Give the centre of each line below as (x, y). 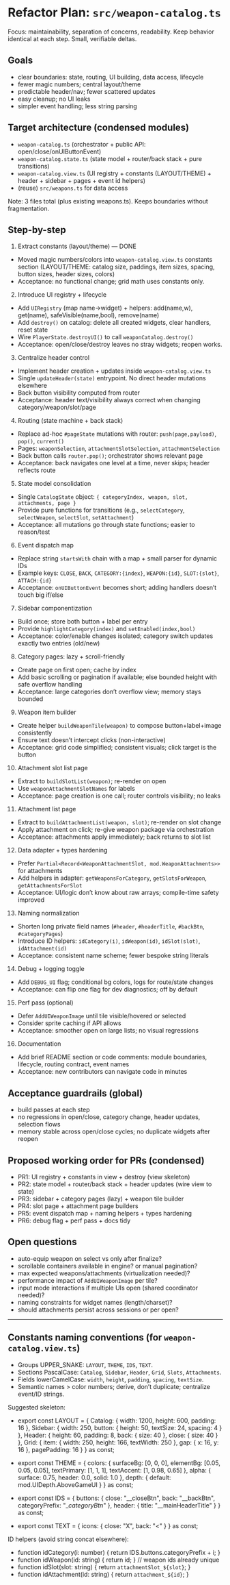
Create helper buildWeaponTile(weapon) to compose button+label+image (119, 726)
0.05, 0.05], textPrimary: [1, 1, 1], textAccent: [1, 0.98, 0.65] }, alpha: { (114, 1470)
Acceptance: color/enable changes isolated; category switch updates (115, 636)
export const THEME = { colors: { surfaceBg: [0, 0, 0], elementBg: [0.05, (119, 1463)
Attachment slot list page (53, 768)
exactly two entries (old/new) (59, 643)
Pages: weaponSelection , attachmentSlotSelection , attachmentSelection (119, 449)
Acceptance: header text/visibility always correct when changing (109, 400)
